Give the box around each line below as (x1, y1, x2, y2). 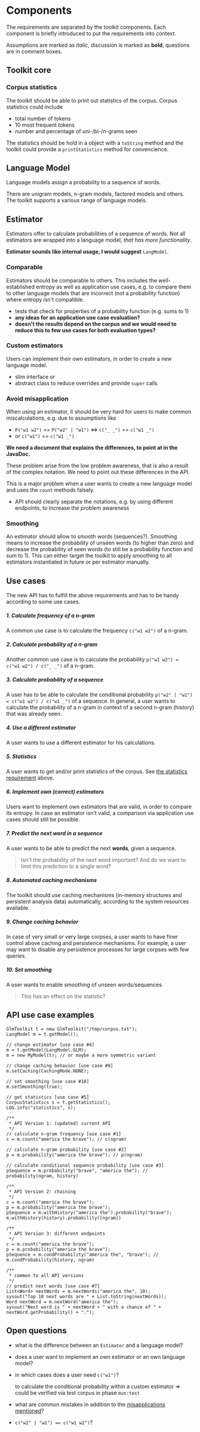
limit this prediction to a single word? (20, 863, 112, 870)
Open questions (6, 1326, 67, 1336)
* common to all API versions (8, 1272, 84, 1278)
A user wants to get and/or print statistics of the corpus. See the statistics (6, 768, 188, 775)
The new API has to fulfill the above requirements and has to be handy (6, 592, 179, 599)
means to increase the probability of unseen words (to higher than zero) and (6, 539, 194, 546)
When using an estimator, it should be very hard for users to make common (6, 408, 192, 416)
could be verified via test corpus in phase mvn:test (14, 1389, 140, 1396)
